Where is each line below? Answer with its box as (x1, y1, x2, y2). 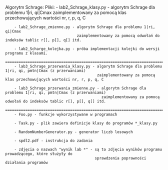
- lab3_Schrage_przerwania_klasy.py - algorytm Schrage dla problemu (14, 64, 162, 69)
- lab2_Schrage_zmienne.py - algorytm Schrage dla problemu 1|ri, (14, 24, 155, 29)
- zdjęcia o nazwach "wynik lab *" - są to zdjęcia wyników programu (14, 147, 162, 152)
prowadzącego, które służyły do (5, 151, 72, 156)
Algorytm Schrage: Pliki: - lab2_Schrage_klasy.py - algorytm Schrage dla (5, 4, 155, 10)
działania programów (5, 160, 48, 165)
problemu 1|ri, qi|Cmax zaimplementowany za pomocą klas (5, 9, 126, 15)
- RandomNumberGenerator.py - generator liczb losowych (14, 129, 133, 134)
